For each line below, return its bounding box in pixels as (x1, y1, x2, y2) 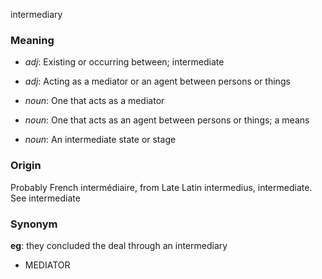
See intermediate (10, 192, 81, 204)
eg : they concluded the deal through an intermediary (10, 239, 228, 251)
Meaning (10, 33, 55, 47)
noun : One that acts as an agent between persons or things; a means (24, 114, 310, 126)
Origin (10, 159, 42, 173)
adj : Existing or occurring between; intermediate (24, 56, 225, 68)
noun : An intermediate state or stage (24, 134, 177, 146)
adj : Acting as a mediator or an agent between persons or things (24, 75, 291, 88)
